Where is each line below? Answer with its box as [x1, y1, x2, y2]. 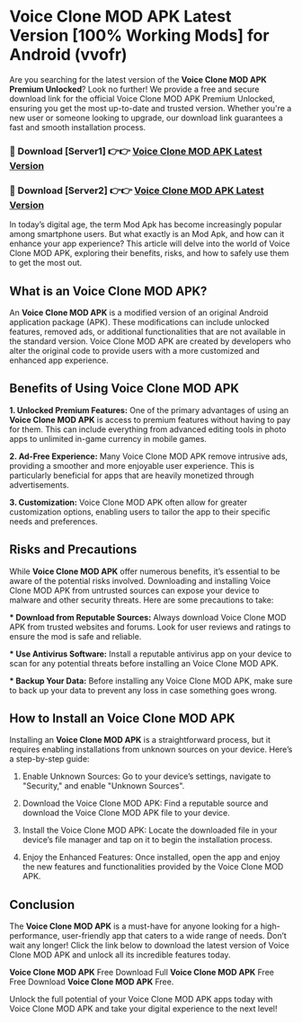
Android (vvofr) [9, 45, 128, 65]
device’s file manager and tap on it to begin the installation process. [22, 834, 273, 845]
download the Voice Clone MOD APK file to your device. [22, 807, 231, 818]
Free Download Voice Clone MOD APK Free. [9, 976, 174, 987]
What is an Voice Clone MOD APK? [9, 283, 208, 298]
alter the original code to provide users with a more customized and [9, 345, 261, 356]
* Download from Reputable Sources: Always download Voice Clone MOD [9, 612, 287, 622]
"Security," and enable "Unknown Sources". [22, 780, 185, 791]
